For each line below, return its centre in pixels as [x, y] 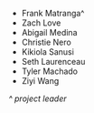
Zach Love [41, 23]
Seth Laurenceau [53, 62]
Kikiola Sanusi [47, 52]
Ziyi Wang [40, 81]
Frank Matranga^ [53, 13]
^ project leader [38, 98]
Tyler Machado [50, 71]
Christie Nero [46, 42]
